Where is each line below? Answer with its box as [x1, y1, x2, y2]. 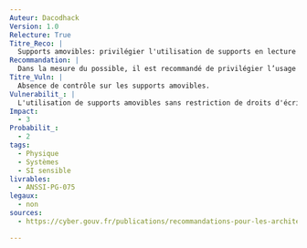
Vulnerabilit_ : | [9, 89, 76, 98]
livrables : [9, 174, 51, 183]
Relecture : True [9, 30, 71, 39]
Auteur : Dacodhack [9, 13, 79, 23]
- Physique [17, 149, 59, 158]
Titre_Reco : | [9, 38, 64, 48]
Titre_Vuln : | [9, 73, 64, 82]
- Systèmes [17, 157, 59, 167]
